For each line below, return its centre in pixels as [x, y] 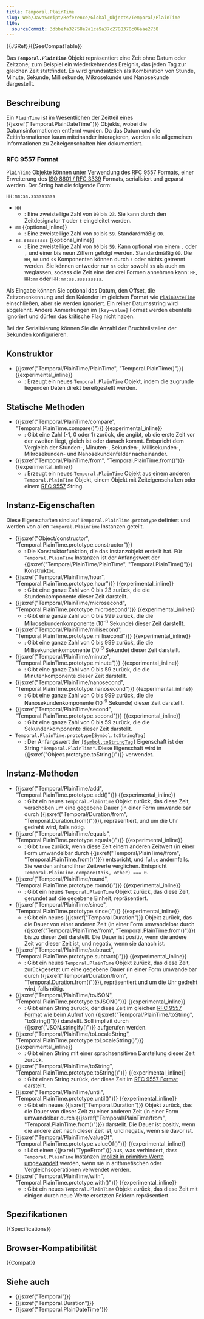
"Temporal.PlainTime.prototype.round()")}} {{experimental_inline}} [98, 885]
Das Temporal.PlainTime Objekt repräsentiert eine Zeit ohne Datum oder [96, 58]
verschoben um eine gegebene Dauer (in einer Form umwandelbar [107, 808]
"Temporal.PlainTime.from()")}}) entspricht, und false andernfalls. [107, 859]
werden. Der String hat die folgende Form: [59, 185]
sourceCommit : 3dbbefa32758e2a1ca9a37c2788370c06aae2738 [85, 29]
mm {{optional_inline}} [41, 227]
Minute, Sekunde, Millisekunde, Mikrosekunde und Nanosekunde [88, 77]
